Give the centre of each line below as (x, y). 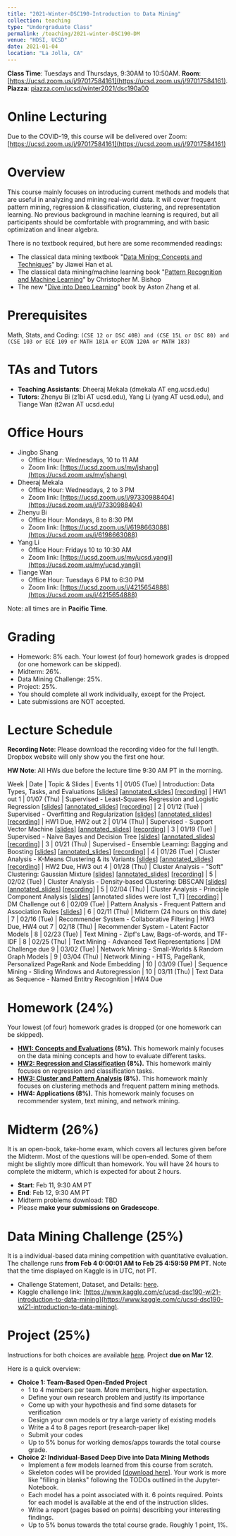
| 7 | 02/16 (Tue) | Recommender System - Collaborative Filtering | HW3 (111, 919)
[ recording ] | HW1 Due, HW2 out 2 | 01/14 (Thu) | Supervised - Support (110, 822)
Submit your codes (55, 1435)
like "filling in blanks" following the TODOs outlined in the (111, 1480)
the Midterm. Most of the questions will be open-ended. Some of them (110, 1157)
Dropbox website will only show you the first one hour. (86, 757)
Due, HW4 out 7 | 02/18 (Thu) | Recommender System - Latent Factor (108, 927)
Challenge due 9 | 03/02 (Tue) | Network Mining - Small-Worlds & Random (115, 949)
